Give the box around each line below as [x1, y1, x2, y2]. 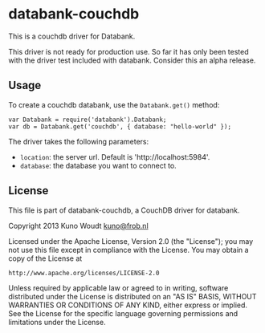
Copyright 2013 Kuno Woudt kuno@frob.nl [8, 221, 149, 230]
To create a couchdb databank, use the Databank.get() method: [8, 99, 220, 109]
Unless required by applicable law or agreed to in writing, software [8, 282, 229, 293]
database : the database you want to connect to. [19, 160, 177, 170]
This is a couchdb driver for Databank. [8, 31, 136, 41]
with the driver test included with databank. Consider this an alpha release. [8, 55, 256, 65]
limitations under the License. [8, 317, 106, 327]
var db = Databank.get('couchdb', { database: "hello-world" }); [8, 122, 231, 131]
